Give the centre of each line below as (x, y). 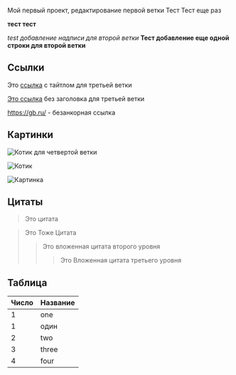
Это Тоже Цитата (50, 233)
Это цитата (42, 219)
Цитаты (25, 202)
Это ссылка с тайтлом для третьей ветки (70, 85)
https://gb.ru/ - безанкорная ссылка (61, 112)
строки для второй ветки (47, 45)
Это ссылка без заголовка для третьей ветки (76, 98)
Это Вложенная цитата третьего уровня (121, 260)
